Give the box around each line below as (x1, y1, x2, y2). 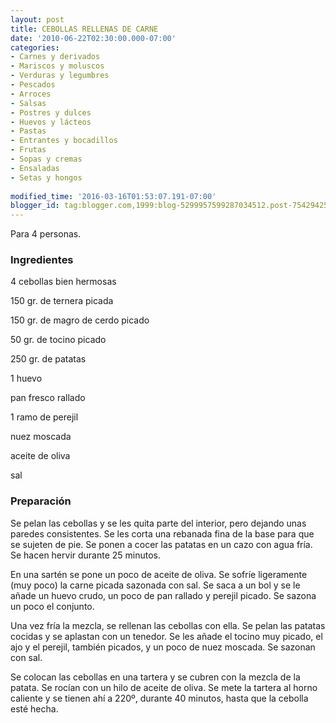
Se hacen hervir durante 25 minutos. (10, 549, 162, 561)
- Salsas (10, 98, 47, 108)
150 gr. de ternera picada (10, 295, 114, 307)
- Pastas (10, 126, 47, 136)
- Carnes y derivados (10, 52, 101, 62)
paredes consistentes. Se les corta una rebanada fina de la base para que (10, 527, 315, 540)
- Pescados (10, 80, 56, 90)
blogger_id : (10, 201, 60, 211)
